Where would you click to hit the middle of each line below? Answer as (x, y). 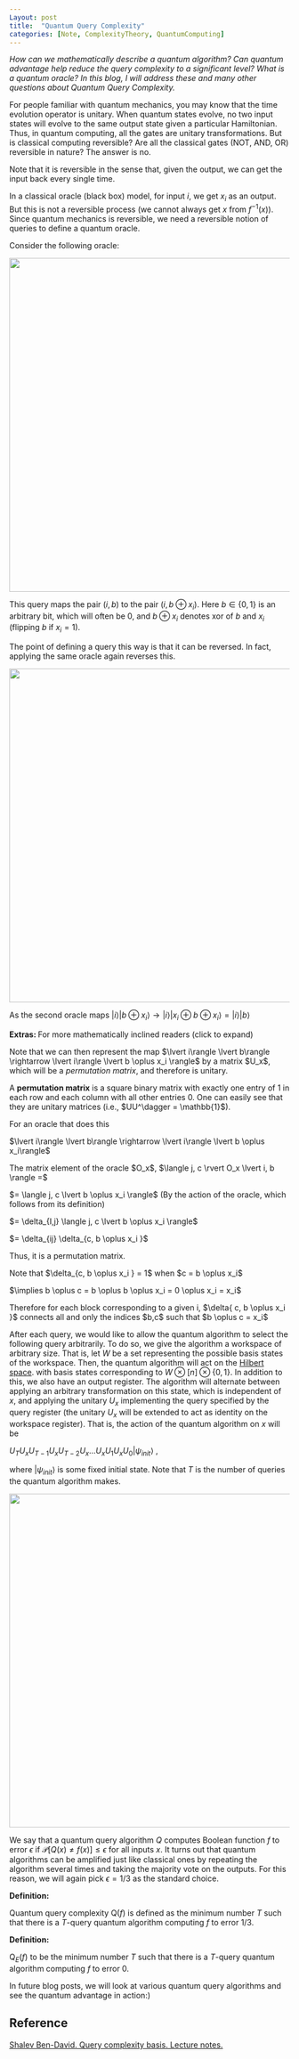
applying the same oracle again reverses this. (93, 656)
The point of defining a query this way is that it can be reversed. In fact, (140, 647)
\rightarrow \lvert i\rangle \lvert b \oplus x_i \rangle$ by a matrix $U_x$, (140, 1061)
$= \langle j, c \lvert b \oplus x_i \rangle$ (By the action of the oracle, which (148, 1195)
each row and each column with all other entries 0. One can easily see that (146, 1098)
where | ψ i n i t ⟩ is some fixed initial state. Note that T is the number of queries (147, 1471)
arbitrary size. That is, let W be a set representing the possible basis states (146, 1353)
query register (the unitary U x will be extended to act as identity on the (139, 1413)
